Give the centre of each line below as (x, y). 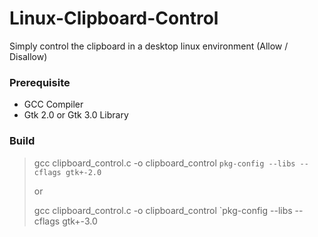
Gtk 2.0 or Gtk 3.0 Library (76, 115)
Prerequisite (40, 82)
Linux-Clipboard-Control (114, 18)
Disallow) (28, 56)
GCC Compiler (53, 104)
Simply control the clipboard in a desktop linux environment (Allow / (149, 46)
